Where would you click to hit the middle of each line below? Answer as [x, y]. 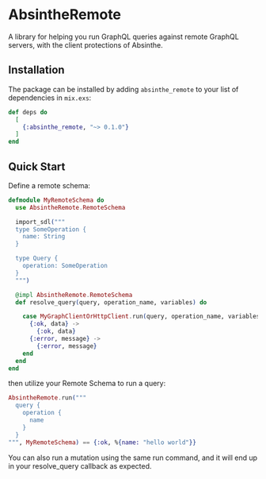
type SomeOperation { [51, 229]
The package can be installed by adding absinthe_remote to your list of [123, 89]
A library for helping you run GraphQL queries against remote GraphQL [123, 37]
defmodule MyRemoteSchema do [56, 200]
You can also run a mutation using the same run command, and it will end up [133, 458]
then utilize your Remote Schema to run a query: [87, 384]
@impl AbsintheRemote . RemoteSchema [74, 295]
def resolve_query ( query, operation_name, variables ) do [111, 302]
